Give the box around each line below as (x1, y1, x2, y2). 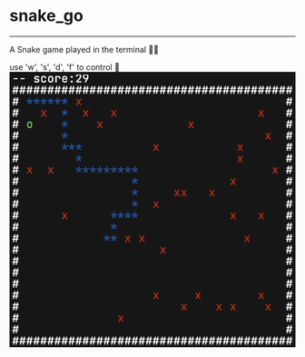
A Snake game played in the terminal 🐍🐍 (9, 44, 160, 55)
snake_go (9, 5, 84, 26)
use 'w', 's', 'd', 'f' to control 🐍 (9, 61, 121, 73)
